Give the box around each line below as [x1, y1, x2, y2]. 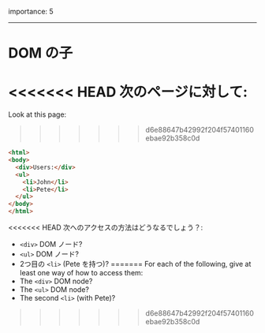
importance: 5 [8, 7, 54, 16]
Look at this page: [8, 110, 67, 119]
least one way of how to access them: [19, 268, 144, 277]
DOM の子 [8, 44, 73, 62]
